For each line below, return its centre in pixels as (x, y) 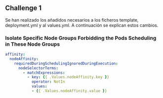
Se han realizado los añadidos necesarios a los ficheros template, (72, 20)
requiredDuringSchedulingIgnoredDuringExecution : (66, 64)
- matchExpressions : (44, 73)
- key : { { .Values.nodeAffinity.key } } (68, 77)
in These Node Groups (33, 44)
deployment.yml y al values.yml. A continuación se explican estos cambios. (82, 25)
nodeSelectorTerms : (38, 68)
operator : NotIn (48, 82)
